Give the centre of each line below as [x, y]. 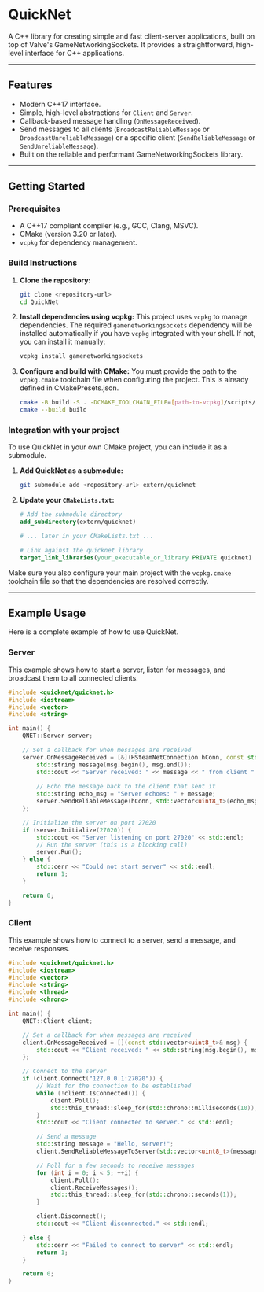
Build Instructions [43, 263]
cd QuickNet [39, 302]
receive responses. [39, 948]
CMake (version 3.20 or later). [68, 234]
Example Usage [47, 613]
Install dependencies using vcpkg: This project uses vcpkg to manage [134, 317]
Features [30, 85]
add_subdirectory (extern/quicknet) [78, 522]
